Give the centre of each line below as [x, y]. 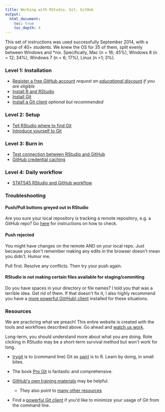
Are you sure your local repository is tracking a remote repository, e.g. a [78, 218]
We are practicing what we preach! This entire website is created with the [80, 322]
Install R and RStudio [33, 92]
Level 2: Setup [23, 115]
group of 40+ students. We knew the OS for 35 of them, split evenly [74, 47]
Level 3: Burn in [24, 143]
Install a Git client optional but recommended [58, 102]
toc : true [24, 23]
